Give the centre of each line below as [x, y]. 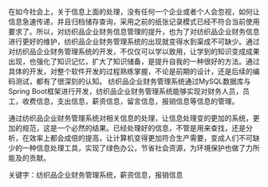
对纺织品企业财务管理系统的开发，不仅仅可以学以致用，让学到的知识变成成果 [134, 51]
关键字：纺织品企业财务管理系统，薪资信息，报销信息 [96, 175]
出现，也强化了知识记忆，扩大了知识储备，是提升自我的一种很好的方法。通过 [134, 61]
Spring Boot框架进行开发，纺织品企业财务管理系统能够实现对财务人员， [126, 91]
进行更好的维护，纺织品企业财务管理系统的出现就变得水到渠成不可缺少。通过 [134, 41]
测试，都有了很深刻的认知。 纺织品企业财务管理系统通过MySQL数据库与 [133, 81]
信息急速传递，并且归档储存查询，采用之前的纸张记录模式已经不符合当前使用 [134, 21]
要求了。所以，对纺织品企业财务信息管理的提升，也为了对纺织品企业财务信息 [134, 31]
